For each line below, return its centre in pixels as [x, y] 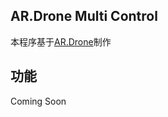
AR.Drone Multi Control [84, 16]
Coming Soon [38, 101]
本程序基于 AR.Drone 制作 [61, 41]
